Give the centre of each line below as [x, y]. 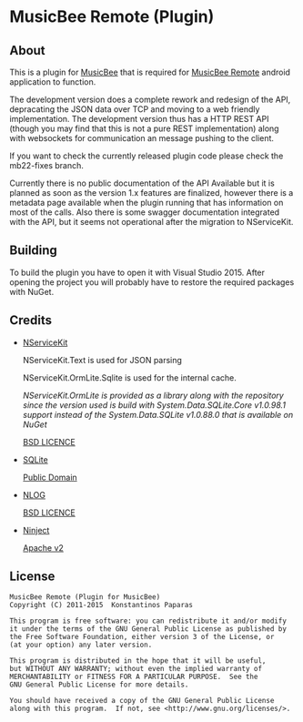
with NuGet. [32, 291]
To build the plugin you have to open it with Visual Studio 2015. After [137, 272]
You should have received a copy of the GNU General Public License [142, 701]
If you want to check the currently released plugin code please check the [146, 156]
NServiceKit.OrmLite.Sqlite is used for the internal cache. [129, 377]
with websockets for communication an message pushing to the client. [142, 138]
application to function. [53, 82]
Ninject [36, 530]
